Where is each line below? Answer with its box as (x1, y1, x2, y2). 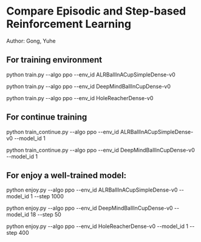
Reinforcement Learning (6, 17, 132, 31)
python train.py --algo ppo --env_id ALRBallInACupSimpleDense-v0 (6, 71, 176, 78)
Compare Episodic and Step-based (6, 4, 186, 18)
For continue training (6, 112, 87, 123)
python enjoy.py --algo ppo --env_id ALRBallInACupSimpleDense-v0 (6, 186, 178, 193)
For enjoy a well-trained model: (6, 170, 127, 180)
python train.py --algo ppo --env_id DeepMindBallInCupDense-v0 (6, 82, 171, 90)
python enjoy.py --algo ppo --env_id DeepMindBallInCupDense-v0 (6, 204, 173, 212)
